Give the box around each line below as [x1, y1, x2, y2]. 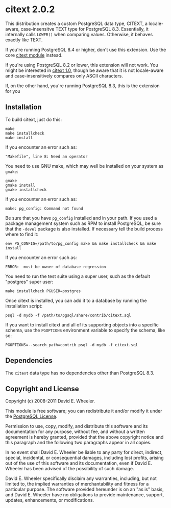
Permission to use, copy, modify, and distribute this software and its [5, 423, 148, 429]
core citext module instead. [5, 52, 63, 58]
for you [5, 88, 20, 94]
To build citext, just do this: [5, 116, 62, 122]
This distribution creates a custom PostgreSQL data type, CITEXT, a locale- [5, 20, 164, 27]
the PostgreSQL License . [5, 413, 58, 419]
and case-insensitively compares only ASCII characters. [5, 72, 124, 79]
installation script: [5, 302, 43, 309]
